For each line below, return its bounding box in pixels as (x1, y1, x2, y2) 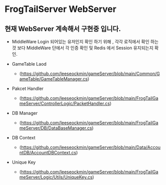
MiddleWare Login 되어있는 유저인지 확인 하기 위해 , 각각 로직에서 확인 (11, 39, 150, 44)
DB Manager (11, 110, 38, 116)
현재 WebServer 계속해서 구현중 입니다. (4, 24, 121, 33)
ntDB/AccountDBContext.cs (19, 150, 77, 155)
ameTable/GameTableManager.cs (19, 76, 88, 82)
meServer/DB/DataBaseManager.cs (19, 125, 92, 131)
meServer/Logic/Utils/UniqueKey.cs (19, 174, 93, 180)
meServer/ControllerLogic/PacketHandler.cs (19, 100, 110, 106)
